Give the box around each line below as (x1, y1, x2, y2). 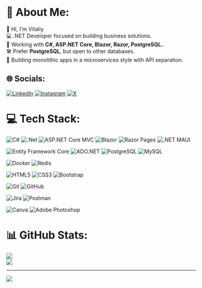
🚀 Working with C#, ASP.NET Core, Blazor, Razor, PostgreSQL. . (6, 40, 165, 48)
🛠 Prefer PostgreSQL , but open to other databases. (6, 48, 135, 55)
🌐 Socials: (6, 74, 46, 84)
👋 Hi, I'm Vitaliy (6, 25, 44, 33)
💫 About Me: (6, 5, 70, 19)
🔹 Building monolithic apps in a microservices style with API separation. (6, 56, 183, 63)
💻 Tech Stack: (6, 111, 81, 125)
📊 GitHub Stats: (6, 228, 88, 242)
